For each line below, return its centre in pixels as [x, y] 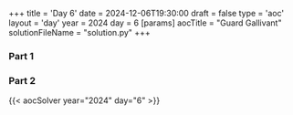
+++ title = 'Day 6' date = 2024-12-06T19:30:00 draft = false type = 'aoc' [146, 13]
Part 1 [21, 56]
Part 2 [22, 80]
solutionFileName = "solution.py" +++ [80, 32]
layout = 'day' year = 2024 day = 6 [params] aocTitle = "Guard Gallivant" [145, 23]
